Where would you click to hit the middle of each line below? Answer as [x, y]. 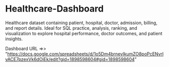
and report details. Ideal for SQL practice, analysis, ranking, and [71, 28]
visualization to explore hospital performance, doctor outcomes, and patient [84, 33]
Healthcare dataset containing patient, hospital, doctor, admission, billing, [81, 23]
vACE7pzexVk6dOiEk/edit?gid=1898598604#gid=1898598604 [70, 59]
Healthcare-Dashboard [55, 9]
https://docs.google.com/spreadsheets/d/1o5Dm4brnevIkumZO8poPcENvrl [86, 54]
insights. [14, 39]
